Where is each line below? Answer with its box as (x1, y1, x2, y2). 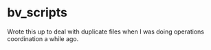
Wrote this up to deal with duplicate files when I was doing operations (7, 27, 205, 36)
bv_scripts (7, 5, 67, 21)
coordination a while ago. (7, 34, 79, 42)
